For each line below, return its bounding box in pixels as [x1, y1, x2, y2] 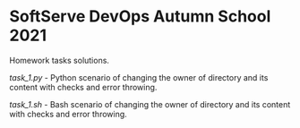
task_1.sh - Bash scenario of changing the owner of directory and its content [9, 98, 291, 109]
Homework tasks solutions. [9, 55, 110, 65]
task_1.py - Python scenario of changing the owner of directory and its [9, 72, 269, 82]
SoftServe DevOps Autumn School [9, 6, 271, 27]
